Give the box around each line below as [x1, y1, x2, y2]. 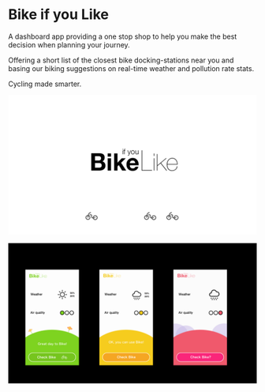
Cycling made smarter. [8, 79, 82, 89]
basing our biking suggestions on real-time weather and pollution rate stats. [8, 63, 255, 73]
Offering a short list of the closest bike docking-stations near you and [8, 55, 234, 65]
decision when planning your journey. [8, 40, 130, 49]
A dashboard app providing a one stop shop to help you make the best [8, 32, 237, 41]
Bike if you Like [8, 6, 109, 24]
